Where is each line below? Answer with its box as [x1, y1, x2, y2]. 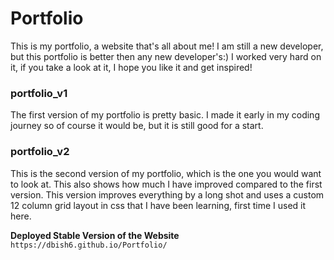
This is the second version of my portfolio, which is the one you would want [10, 167, 322, 179]
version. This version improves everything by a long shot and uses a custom [10, 188, 325, 201]
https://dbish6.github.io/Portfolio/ [10, 240, 168, 250]
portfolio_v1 [10, 86, 68, 100]
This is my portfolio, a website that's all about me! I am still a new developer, [10, 40, 324, 52]
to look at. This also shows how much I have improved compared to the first [10, 178, 323, 190]
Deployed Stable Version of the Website [10, 229, 180, 241]
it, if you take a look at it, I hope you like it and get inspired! [10, 61, 253, 73]
